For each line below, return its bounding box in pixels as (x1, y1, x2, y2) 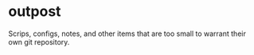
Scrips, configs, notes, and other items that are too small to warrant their (8, 29, 247, 38)
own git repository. (8, 37, 70, 46)
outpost (8, 2, 61, 21)
